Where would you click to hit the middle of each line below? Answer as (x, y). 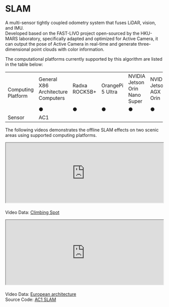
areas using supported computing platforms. (51, 135)
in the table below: (24, 64)
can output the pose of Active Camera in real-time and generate (71, 44)
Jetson (136, 82)
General (48, 79)
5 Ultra (109, 92)
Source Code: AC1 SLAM (31, 299)
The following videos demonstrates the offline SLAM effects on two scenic (82, 130)
